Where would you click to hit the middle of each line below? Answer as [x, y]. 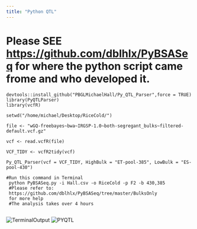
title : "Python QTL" [32, 12]
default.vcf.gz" [26, 131]
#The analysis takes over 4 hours [51, 203]
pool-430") [20, 167]
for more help [26, 198]
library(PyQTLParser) [33, 100]
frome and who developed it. [78, 79]
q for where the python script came [95, 66]
